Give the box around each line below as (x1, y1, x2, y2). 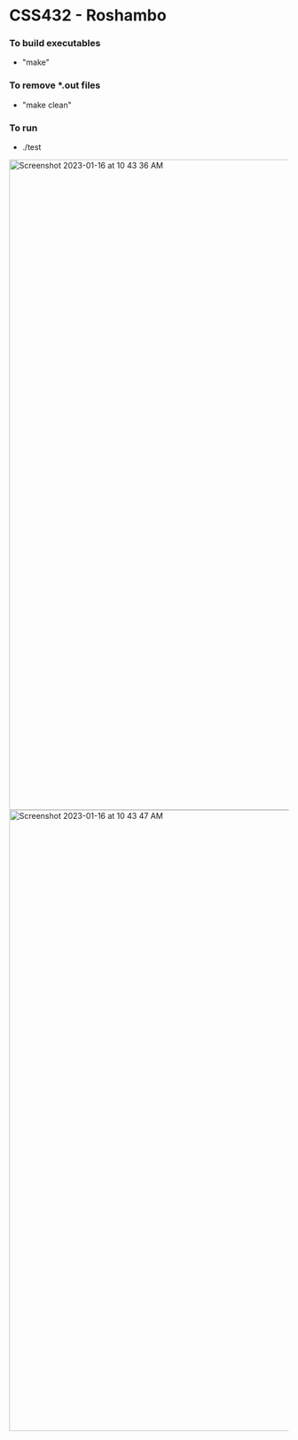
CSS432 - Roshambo (9, 5, 167, 26)
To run (9, 122, 38, 134)
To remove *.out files (9, 79, 101, 91)
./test (21, 142, 42, 153)
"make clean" (21, 99, 73, 110)
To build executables (9, 37, 101, 50)
